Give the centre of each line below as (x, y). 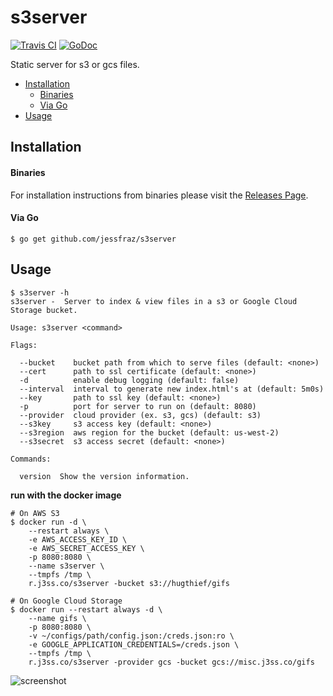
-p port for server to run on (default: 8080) (138, 406)
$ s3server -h (40, 292)
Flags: (24, 345)
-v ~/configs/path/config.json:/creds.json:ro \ (131, 636)
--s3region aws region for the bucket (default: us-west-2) (149, 432)
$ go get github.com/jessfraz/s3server (93, 239)
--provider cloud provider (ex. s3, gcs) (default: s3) (140, 415)
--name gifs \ (57, 618)
